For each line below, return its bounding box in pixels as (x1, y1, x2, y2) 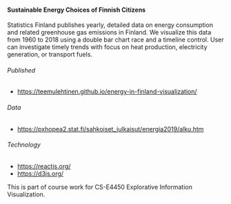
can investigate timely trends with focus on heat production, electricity (7, 43, 208, 51)
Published (7, 66, 36, 74)
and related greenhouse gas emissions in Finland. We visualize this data (7, 28, 212, 37)
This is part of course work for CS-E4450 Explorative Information (7, 183, 193, 191)
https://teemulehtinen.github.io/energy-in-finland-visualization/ (17, 87, 198, 96)
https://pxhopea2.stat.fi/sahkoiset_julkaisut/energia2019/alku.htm (17, 124, 204, 133)
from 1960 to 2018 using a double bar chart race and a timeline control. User (7, 35, 224, 44)
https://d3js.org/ (17, 169, 64, 178)
